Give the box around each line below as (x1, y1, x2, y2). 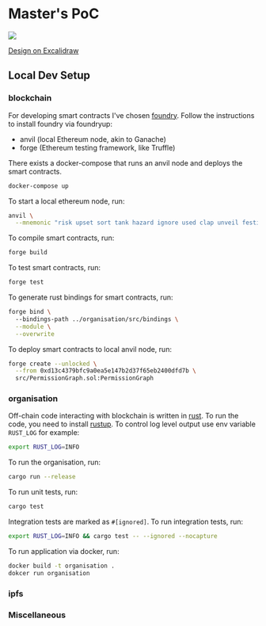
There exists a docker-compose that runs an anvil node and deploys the (8, 158, 243, 167)
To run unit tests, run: (8, 487, 78, 497)
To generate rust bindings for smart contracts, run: (8, 292, 173, 302)
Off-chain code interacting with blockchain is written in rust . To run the (8, 411, 239, 421)
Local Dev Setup (8, 69, 91, 82)
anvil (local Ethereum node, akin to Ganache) (19, 134, 166, 143)
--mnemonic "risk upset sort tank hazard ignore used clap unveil (15, 219, 239, 227)
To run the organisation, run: (8, 457, 101, 468)
